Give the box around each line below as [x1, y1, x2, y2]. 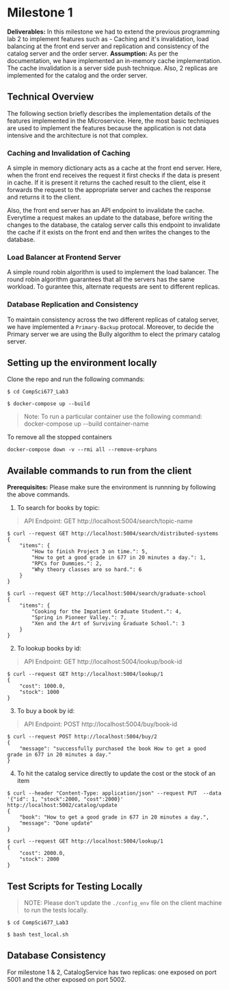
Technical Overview [7, 91, 94, 103]
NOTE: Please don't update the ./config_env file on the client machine [23, 899, 222, 907]
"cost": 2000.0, [19, 850, 66, 857]
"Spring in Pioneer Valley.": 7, [31, 614, 127, 621]
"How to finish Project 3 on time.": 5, [31, 548, 148, 555]
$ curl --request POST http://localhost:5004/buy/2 [7, 734, 157, 740]
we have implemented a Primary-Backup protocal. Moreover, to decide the [7, 322, 214, 330]
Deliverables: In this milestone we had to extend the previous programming [7, 27, 220, 36]
